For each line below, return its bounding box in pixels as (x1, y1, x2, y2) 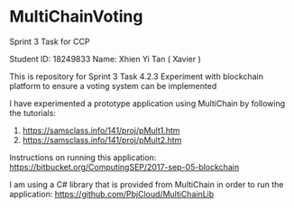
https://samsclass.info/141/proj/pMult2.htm (22, 134, 182, 145)
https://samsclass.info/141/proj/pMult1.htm (22, 124, 180, 136)
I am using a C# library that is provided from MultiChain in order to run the (9, 178, 284, 190)
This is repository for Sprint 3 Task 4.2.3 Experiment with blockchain (9, 70, 264, 82)
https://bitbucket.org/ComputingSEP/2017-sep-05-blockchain (9, 161, 240, 172)
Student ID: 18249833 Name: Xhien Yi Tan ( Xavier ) (9, 53, 201, 64)
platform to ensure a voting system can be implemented (9, 80, 217, 91)
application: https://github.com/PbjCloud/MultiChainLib (9, 188, 215, 199)
